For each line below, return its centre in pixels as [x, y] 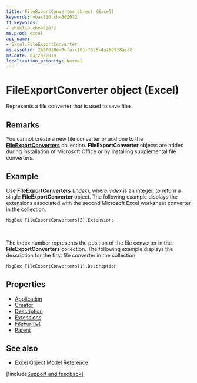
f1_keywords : [22, 22]
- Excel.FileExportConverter [42, 45]
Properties [26, 284]
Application [29, 299]
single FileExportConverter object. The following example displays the [92, 197]
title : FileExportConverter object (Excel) [60, 11]
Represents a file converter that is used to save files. [70, 106]
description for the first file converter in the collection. [71, 255]
